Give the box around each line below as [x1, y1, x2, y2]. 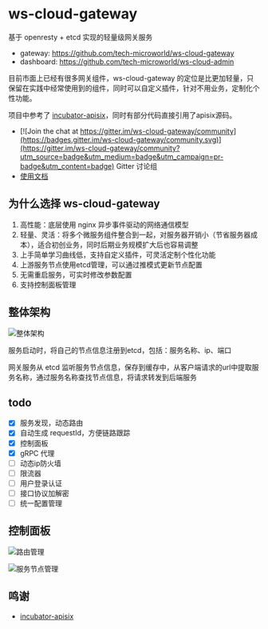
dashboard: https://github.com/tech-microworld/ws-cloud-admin [19, 57, 235, 66]
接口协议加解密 [19, 488, 69, 498]
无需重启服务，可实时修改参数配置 [19, 270, 132, 279]
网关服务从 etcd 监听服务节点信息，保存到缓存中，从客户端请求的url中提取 [8, 362, 253, 372]
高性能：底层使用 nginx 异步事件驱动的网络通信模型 [19, 219, 189, 229]
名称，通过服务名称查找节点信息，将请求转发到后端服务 [14, 372, 197, 382]
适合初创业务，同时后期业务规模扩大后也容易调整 [37, 239, 199, 249]
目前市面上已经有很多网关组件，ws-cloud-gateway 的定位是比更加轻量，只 [8, 73, 254, 82]
